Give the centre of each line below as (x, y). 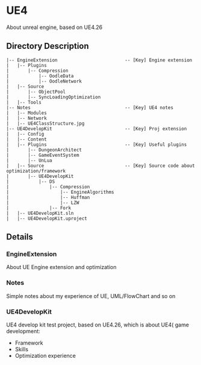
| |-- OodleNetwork (44, 81)
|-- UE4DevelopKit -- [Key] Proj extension (97, 129)
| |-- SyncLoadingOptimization (54, 97)
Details (20, 237)
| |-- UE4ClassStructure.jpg (45, 123)
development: (23, 331)
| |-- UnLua (29, 160)
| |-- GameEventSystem (43, 155)
